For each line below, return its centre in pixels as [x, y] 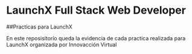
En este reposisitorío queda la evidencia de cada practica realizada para [96, 38]
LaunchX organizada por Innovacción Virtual [62, 45]
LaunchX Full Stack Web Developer [96, 10]
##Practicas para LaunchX [39, 27]
